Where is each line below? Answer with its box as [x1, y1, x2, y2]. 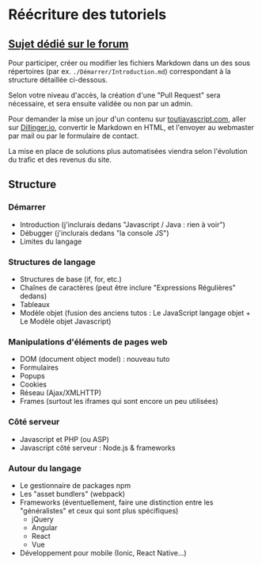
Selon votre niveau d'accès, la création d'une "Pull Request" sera [8, 90, 221, 100]
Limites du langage [19, 236, 82, 246]
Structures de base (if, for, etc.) [19, 274, 123, 283]
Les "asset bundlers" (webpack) [19, 489, 125, 498]
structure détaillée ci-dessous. [8, 75, 108, 84]
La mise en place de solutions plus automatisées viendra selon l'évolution [8, 147, 248, 156]
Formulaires [19, 363, 59, 372]
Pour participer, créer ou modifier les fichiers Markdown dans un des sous [8, 58, 251, 67]
